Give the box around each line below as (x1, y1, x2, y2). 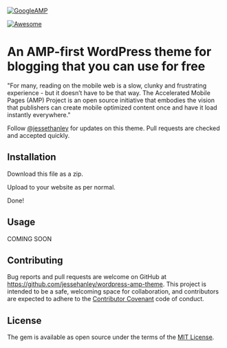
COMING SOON (7, 234, 52, 243)
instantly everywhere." (7, 110, 71, 119)
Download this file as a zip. (7, 170, 84, 178)
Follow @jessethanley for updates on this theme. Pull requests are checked (7, 124, 220, 132)
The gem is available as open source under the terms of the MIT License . (7, 333, 215, 341)
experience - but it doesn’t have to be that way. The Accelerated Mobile (7, 88, 211, 96)
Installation (7, 152, 56, 163)
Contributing (7, 254, 63, 266)
